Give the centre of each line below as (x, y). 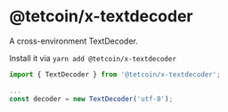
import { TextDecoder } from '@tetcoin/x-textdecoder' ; (115, 74)
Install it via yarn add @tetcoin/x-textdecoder (93, 58)
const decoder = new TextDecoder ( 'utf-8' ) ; (91, 99)
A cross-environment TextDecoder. (73, 41)
